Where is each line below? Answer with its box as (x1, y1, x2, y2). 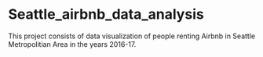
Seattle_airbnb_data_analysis (8, 5, 204, 23)
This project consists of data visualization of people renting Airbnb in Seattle (8, 31, 256, 41)
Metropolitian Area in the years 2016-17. (8, 39, 137, 48)
